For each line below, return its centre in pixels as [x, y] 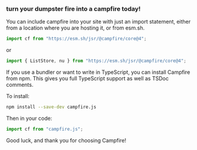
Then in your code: [29, 118]
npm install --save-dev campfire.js [51, 107]
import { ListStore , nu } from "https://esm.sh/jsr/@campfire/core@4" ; [96, 61]
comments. [20, 85]
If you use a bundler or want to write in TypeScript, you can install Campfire [98, 72]
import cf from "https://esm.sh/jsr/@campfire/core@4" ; [76, 39]
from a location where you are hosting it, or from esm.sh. [75, 28]
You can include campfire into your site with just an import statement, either [98, 22]
